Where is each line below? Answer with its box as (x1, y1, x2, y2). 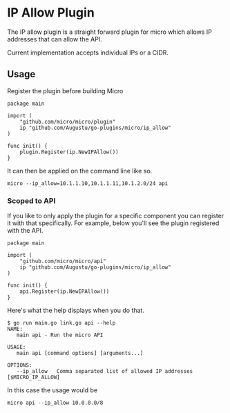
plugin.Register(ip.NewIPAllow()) (19, 148, 119, 155)
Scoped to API (7, 195, 56, 205)
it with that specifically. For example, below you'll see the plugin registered (7, 219, 220, 227)
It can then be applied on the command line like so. (7, 166, 153, 175)
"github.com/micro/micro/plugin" (19, 118, 116, 125)
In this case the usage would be (7, 386, 98, 394)
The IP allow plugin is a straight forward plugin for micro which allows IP (7, 28, 212, 36)
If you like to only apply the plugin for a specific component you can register (7, 212, 224, 220)
